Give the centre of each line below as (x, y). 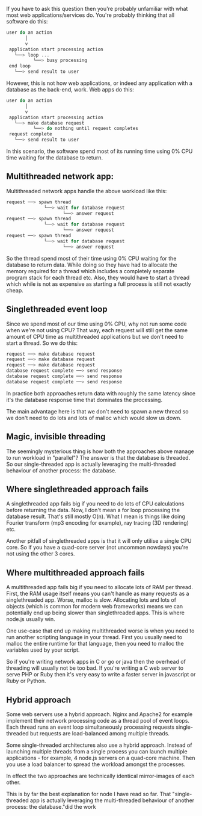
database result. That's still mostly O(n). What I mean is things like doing (96, 516)
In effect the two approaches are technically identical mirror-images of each (100, 776)
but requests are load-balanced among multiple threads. (100, 733)
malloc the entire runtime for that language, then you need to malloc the (95, 644)
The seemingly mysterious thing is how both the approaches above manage (100, 451)
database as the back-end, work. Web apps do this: (70, 89)
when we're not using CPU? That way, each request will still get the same (97, 330)
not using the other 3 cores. (41, 554)
